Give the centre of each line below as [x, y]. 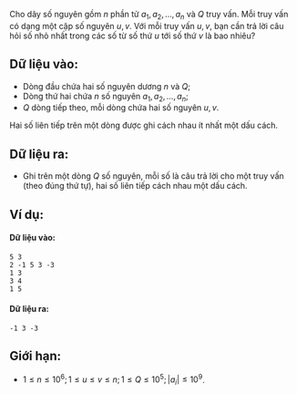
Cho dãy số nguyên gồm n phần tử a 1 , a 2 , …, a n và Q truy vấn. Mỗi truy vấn [149, 16]
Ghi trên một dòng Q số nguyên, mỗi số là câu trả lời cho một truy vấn [153, 176]
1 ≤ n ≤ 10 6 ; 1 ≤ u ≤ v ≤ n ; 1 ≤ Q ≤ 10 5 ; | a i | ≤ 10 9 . [113, 380]
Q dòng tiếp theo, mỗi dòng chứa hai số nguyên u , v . [121, 108]
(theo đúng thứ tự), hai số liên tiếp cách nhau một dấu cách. [135, 186]
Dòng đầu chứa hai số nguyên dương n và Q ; [107, 86]
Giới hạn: [36, 356]
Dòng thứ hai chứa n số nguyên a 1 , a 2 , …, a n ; [105, 97]
